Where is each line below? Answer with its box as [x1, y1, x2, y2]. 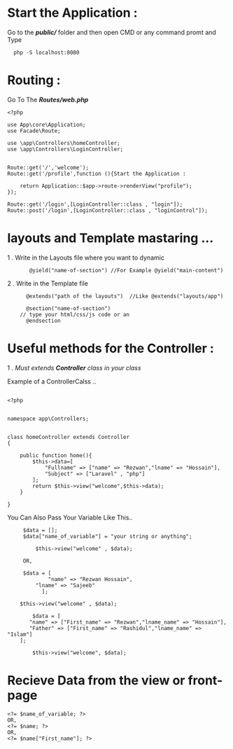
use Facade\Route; [7, 127, 61, 134]
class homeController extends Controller [7, 433, 130, 440]
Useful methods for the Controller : [7, 341, 215, 356]
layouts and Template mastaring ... [7, 230, 214, 246]
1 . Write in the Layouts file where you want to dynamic [7, 253, 164, 262]
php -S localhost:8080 [13, 49, 80, 56]
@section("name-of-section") [25, 304, 111, 312]
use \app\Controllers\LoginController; [7, 146, 124, 153]
